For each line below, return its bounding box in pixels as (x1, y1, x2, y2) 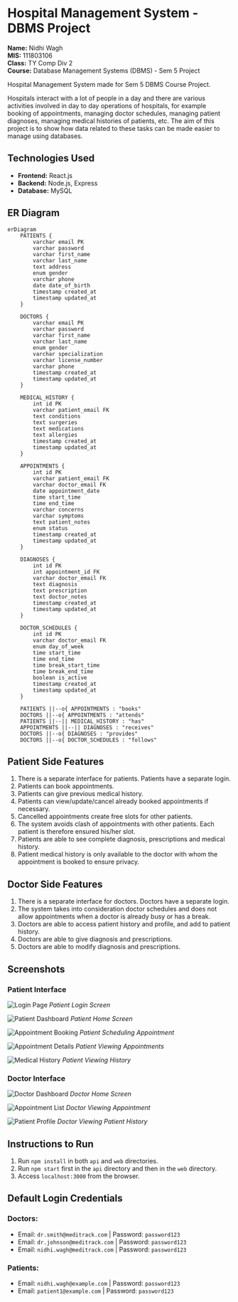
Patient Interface (7, 984, 67, 994)
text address (33, 263, 72, 270)
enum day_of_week (33, 642, 84, 650)
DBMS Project (7, 20, 91, 36)
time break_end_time (33, 667, 94, 675)
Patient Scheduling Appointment (79, 1028, 175, 1037)
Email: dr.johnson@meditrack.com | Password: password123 (17, 1237, 187, 1246)
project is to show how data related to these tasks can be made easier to (7, 124, 220, 132)
